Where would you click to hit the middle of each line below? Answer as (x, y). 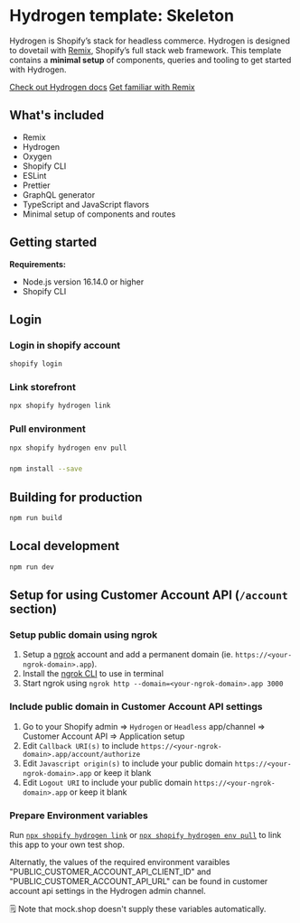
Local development (65, 546)
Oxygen (37, 156)
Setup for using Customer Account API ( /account (149, 596)
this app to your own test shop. (67, 844)
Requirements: (37, 264)
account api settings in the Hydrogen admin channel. (108, 890)
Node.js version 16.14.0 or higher (83, 282)
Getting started (53, 242)
